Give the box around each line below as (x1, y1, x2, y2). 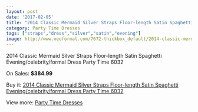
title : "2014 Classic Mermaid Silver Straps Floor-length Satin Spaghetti (6, 19, 194, 25)
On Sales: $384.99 (6, 70, 53, 77)
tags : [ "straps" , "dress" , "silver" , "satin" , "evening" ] (6, 31, 141, 37)
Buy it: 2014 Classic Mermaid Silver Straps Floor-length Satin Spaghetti (6, 81, 179, 88)
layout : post (6, 8, 38, 15)
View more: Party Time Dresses (6, 99, 83, 106)
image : (6, 36, 22, 42)
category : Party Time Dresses (6, 25, 81, 31)
